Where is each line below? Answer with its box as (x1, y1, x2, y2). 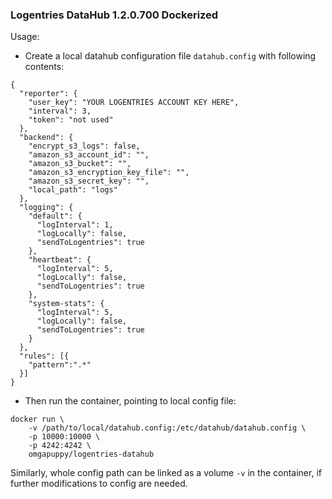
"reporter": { (19, 89, 78, 99)
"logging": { (19, 203, 74, 213)
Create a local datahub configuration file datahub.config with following (24, 50, 317, 62)
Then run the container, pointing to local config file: (24, 395, 237, 407)
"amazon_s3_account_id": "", (28, 150, 150, 160)
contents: (24, 61, 65, 73)
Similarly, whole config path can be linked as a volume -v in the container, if (10, 467, 322, 479)
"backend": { (19, 133, 74, 143)
